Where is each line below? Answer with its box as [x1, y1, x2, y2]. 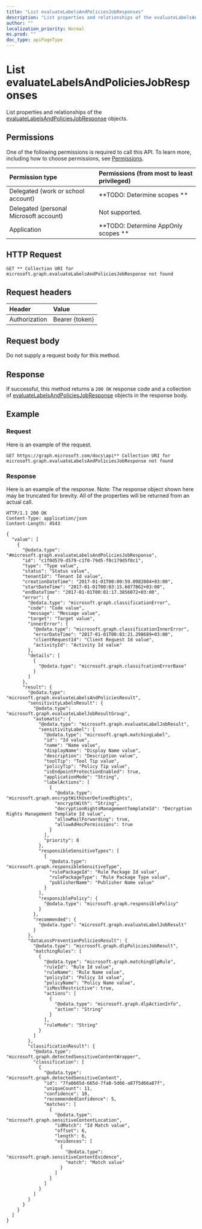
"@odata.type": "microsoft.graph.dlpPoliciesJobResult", [32, 942, 179, 949]
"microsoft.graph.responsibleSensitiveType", [6, 863, 122, 869]
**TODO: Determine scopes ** [99, 191, 188, 199]
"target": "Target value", [28, 615, 96, 621]
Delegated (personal [9, 204, 67, 212]
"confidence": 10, [44, 1090, 90, 1097]
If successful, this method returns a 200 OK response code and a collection [6, 386, 191, 392]
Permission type [9, 173, 58, 181]
